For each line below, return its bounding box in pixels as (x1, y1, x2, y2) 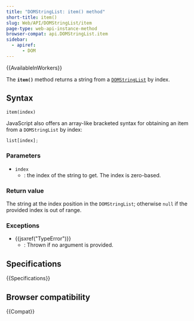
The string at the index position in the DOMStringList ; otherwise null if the (6, 200, 188, 207)
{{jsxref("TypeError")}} (14, 235, 72, 243)
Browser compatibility (6, 292, 91, 302)
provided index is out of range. (6, 207, 82, 214)
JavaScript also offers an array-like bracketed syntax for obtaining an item (6, 119, 189, 126)
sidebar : (6, 37, 28, 43)
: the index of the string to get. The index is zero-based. (23, 171, 161, 178)
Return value (6, 186, 44, 195)
